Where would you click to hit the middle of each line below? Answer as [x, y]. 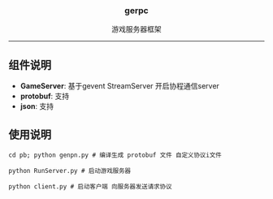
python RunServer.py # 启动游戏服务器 [70, 171]
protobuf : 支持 [45, 96]
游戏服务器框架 [136, 29]
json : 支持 [37, 106]
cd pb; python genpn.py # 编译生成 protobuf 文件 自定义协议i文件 [115, 155]
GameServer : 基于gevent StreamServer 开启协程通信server [119, 86]
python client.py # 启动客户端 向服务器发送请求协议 [90, 186]
